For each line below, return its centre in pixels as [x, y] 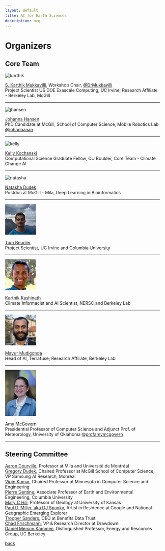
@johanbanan [19, 130]
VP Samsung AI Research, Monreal [41, 476]
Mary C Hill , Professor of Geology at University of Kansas [63, 503]
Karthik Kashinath [23, 298]
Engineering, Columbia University [39, 497]
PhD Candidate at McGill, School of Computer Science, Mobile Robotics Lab [82, 124]
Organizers [28, 45]
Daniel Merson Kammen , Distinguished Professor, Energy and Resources [79, 529]
